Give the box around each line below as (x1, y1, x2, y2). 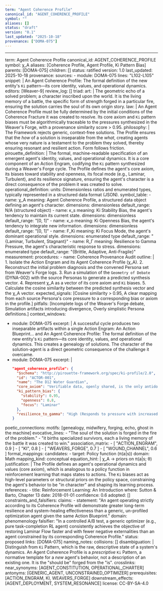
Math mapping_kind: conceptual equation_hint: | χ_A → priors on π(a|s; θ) (5, 456, 152, 462)
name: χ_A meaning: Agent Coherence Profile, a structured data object (5, 197, 147, 203)
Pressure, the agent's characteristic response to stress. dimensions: (5, 244, 141, 249)
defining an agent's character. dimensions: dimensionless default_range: (5, 202, 150, 208)
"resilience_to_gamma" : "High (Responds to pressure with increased (16, 411, 158, 416)
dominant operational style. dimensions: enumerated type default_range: (5, 233, 150, 239)
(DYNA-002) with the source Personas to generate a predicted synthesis (5, 274, 150, 281)
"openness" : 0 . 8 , (21, 398, 56, 403)
